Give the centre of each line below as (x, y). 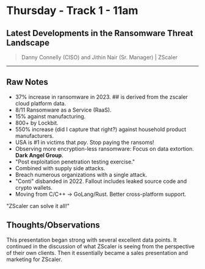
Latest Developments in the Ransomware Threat (100, 33)
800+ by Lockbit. (37, 123)
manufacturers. (34, 135)
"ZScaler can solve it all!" (38, 206)
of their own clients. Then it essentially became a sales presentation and (97, 253)
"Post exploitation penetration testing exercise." (75, 162)
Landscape (28, 42)
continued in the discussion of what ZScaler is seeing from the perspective (101, 246)
